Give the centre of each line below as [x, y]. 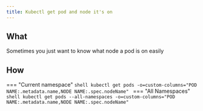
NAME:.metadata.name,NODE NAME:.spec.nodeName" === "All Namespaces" [98, 91]
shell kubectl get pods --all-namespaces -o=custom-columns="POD [91, 97]
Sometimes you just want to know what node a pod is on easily [85, 51]
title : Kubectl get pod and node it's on [60, 12]
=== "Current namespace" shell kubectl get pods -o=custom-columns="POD [102, 85]
